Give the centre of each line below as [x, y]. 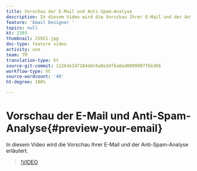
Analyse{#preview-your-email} [84, 128]
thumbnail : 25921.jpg [33, 39]
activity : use [23, 50]
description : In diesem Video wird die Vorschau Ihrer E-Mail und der [94, 17]
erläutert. [17, 151]
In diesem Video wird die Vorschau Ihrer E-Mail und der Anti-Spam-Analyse [97, 144]
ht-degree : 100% [26, 82]
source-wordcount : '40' [35, 76]
